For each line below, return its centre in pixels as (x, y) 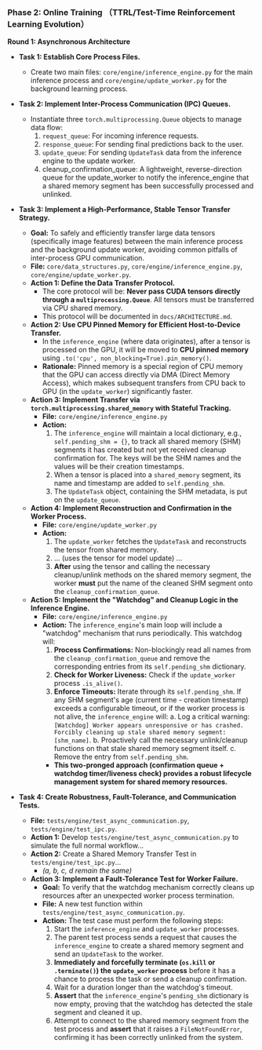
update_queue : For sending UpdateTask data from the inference (142, 153)
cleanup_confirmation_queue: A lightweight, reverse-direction (142, 170)
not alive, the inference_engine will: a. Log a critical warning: (152, 716)
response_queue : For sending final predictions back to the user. (143, 144)
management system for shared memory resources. (141, 782)
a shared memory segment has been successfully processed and (148, 186)
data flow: (47, 128)
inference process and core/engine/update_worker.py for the (129, 81)
